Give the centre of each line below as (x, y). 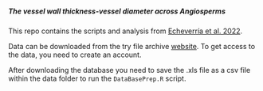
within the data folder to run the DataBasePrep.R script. (97, 78)
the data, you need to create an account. (75, 55)
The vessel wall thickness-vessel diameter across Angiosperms (117, 11)
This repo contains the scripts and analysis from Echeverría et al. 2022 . (126, 31)
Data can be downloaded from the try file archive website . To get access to (132, 46)
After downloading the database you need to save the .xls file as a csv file (130, 70)
